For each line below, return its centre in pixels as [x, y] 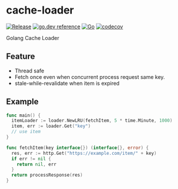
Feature [21, 57]
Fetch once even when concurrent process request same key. [90, 77]
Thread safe [29, 71]
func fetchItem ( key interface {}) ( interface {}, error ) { [78, 148]
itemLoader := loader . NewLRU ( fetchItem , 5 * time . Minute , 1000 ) [92, 121]
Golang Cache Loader [33, 38]
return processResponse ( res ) [47, 175]
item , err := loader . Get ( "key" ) [51, 126]
